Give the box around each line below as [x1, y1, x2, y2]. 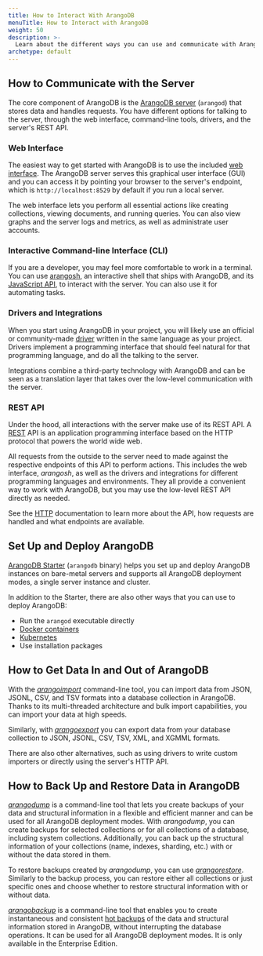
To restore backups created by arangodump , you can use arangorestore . [8, 865, 244, 875]
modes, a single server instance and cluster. [8, 577, 151, 586]
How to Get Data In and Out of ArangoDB [8, 664, 209, 677]
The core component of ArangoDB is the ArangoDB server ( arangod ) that [8, 97, 243, 107]
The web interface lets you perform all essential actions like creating [8, 201, 229, 210]
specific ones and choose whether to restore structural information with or [8, 882, 248, 892]
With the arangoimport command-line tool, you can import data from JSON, [8, 684, 252, 694]
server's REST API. [8, 122, 69, 132]
